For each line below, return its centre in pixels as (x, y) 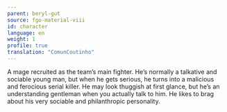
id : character (28, 26)
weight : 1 (22, 39)
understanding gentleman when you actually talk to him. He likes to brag (110, 93)
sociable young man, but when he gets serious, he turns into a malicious (111, 79)
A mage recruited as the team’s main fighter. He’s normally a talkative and (112, 72)
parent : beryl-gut (34, 13)
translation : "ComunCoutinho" (51, 53)
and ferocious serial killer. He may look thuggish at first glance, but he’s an (113, 86)
